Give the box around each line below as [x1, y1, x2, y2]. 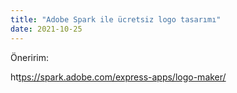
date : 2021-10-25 [10, 24, 83, 34]
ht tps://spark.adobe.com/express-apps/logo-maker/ [10, 71, 227, 83]
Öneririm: [10, 51, 50, 63]
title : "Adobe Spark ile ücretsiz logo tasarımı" [10, 14, 222, 25]
